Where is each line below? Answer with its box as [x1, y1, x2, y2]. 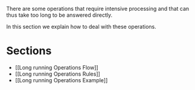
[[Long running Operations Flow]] [14, 64, 98, 71]
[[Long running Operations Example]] [14, 76, 108, 83]
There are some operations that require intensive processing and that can [6, 5, 190, 12]
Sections [6, 44, 52, 58]
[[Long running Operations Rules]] [14, 70, 101, 77]
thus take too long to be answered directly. [6, 11, 113, 19]
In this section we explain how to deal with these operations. [6, 23, 157, 30]
